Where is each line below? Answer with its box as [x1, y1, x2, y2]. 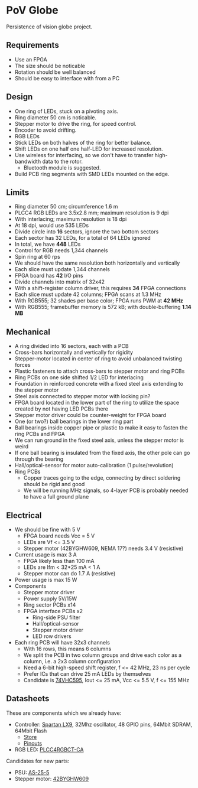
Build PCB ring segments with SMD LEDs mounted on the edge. [14, 170, 170, 177]
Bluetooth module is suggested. [23, 164, 101, 171]
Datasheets [6, 693, 50, 704]
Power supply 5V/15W [23, 595, 77, 602]
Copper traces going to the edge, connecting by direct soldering [23, 474, 181, 481]
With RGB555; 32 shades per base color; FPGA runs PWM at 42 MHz [14, 297, 183, 304]
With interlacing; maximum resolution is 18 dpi [14, 216, 127, 223]
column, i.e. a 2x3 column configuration [23, 658, 121, 665]
